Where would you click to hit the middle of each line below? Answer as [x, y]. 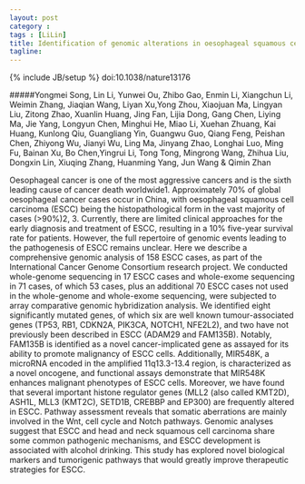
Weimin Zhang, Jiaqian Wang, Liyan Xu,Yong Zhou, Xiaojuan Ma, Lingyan [146, 104]
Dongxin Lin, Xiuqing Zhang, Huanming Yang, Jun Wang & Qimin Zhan [140, 163]
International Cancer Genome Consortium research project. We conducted [149, 267]
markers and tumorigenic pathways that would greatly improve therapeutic [149, 460]
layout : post [34, 18]
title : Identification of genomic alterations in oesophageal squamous [148, 43]
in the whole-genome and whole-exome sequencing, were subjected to [143, 296]
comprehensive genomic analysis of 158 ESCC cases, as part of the [136, 257]
